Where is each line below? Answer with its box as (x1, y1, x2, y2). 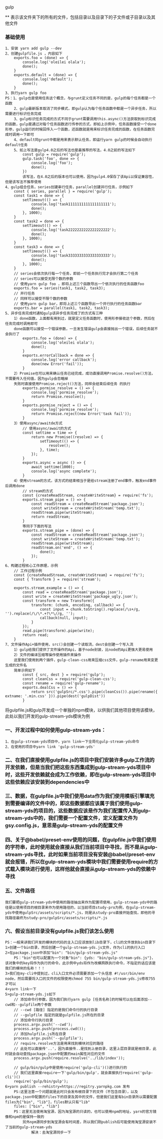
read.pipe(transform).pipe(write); (22, 628, 95, 634)
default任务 (5, 143, 28, 148)
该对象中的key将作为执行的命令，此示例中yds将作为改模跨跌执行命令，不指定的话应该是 (5, 961, 156, 965)
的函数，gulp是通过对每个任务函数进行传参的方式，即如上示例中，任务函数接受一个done (5, 122, 157, 127)
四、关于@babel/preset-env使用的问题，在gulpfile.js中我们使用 (5, 836, 157, 843)
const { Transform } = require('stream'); (14, 577, 101, 582)
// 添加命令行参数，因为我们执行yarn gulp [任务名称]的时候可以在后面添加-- (14, 997, 152, 1002)
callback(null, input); (39, 615, 89, 620)
